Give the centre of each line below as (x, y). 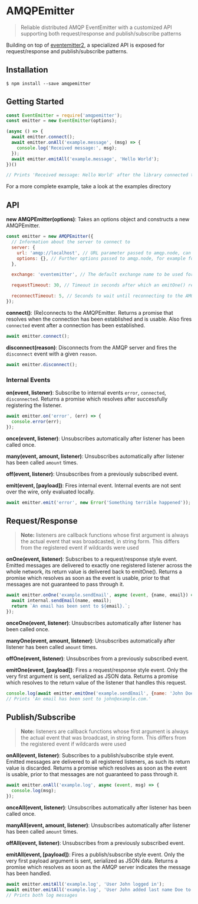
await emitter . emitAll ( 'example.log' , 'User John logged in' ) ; (85, 884)
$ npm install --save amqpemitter (49, 83)
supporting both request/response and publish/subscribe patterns (101, 33)
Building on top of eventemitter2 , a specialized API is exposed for (85, 45)
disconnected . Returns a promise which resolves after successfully (87, 399)
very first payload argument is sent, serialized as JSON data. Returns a (92, 861)
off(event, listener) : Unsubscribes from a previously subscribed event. (92, 474)
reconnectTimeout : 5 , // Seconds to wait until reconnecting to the (97, 296)
